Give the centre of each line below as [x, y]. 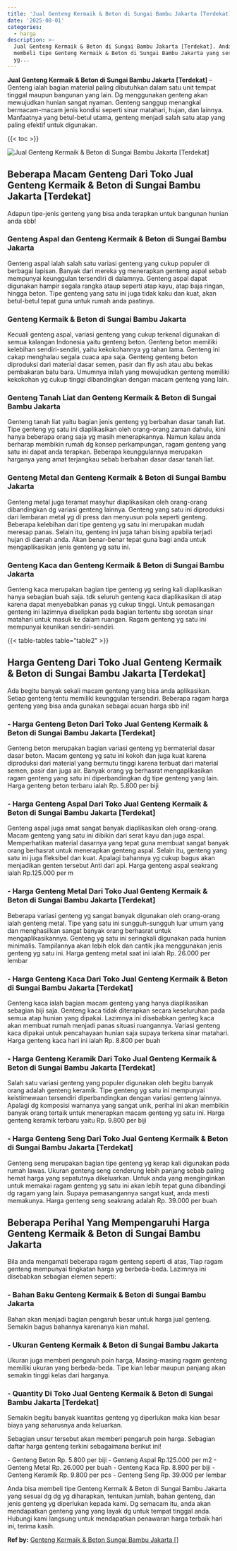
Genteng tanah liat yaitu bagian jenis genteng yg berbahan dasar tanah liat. [116, 422]
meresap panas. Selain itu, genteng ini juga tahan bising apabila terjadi [110, 532]
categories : [25, 27]
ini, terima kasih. [31, 1526]
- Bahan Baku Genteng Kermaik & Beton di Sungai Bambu [107, 1295]
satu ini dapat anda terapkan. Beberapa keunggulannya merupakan [105, 452]
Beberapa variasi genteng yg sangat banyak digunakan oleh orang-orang [114, 915]
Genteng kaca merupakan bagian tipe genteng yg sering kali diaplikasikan [115, 589]
